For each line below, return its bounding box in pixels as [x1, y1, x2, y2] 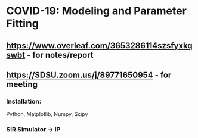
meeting [6, 79, 38, 89]
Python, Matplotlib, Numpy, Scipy [6, 111, 88, 118]
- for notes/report [26, 49, 94, 60]
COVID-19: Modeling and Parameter [6, 4, 187, 18]
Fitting [6, 17, 39, 30]
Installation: [6, 97, 42, 105]
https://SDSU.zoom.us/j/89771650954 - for [6, 70, 172, 80]
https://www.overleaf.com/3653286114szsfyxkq [6, 40, 193, 51]
